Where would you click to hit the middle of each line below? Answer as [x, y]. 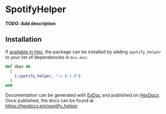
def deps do [18, 66]
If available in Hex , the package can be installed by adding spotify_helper [83, 51]
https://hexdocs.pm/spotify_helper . [42, 106]
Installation [23, 39]
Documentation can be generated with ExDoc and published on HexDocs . [83, 95]
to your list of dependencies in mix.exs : [46, 57]
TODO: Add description [31, 23]
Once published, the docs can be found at [50, 101]
